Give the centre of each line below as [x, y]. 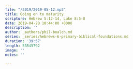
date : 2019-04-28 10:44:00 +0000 [39, 23]
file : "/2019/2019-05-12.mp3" [36, 9]
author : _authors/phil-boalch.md [39, 32]
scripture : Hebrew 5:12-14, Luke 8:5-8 [45, 18]
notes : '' [15, 55]
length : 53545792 [22, 46]
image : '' [15, 50]
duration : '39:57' [23, 41]
